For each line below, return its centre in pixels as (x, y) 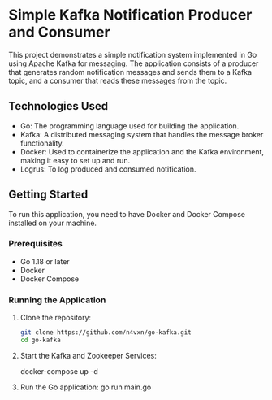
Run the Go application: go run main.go (86, 387)
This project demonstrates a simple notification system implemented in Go (133, 54)
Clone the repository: (56, 318)
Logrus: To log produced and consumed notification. (108, 169)
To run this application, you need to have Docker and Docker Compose (127, 214)
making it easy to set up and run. (75, 160)
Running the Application (57, 300)
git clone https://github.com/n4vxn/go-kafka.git (106, 333)
